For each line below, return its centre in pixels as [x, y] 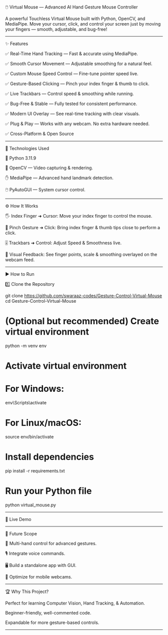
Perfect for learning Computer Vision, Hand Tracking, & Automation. [75, 603]
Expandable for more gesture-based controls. [52, 622]
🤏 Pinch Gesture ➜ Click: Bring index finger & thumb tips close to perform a [83, 227]
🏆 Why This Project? [27, 591]
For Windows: [35, 389]
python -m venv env [26, 346]
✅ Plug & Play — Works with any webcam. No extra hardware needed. [77, 124]
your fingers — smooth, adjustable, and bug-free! [56, 29]
